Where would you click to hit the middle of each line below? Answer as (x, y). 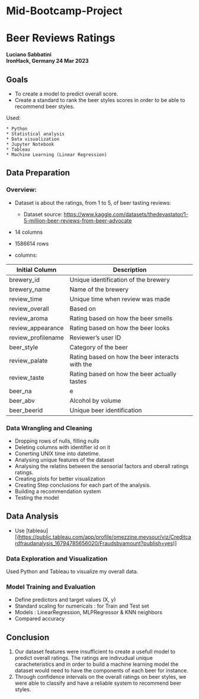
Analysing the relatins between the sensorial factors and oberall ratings (102, 466)
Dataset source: (43, 214)
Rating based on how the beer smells (121, 318)
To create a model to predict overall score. (66, 94)
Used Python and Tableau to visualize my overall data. (72, 571)
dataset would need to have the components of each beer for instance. (101, 671)
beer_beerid (26, 410)
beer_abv (22, 401)
